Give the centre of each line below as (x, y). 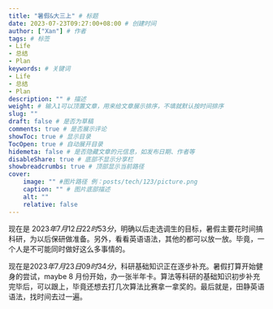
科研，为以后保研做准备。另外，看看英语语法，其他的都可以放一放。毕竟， (133, 238)
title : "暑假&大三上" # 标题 (54, 16)
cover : (19, 174)
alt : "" (36, 197)
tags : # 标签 (29, 39)
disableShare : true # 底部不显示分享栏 (71, 159)
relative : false (51, 204)
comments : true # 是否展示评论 (58, 129)
